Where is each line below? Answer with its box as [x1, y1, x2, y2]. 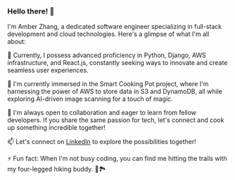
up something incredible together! [7, 124, 106, 132]
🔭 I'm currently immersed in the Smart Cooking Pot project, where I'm [7, 80, 209, 88]
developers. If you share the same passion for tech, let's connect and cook [7, 116, 224, 124]
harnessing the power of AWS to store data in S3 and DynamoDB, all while [7, 88, 223, 96]
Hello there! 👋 [7, 6, 55, 16]
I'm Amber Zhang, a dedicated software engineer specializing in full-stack [7, 23, 222, 31]
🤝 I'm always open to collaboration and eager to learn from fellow [7, 109, 197, 117]
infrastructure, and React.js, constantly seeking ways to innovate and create [7, 59, 228, 67]
